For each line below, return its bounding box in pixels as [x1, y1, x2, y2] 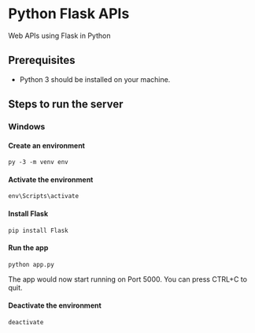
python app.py [8, 260, 55, 268]
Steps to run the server [8, 98, 124, 111]
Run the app [8, 243, 49, 253]
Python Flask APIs [8, 5, 130, 23]
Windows [8, 122, 46, 133]
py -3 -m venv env [8, 159, 68, 166]
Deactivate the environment [8, 301, 102, 310]
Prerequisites [8, 54, 76, 67]
